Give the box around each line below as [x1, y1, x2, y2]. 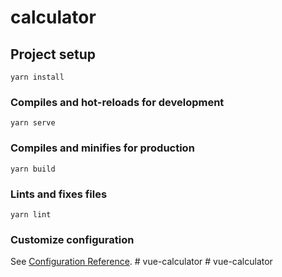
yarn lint [10, 209, 52, 220]
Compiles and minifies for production [10, 141, 195, 155]
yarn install [10, 72, 65, 82]
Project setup [10, 46, 97, 63]
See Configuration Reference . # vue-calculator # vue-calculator [10, 256, 273, 268]
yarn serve [10, 118, 56, 128]
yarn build [10, 164, 56, 174]
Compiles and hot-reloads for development [10, 95, 225, 109]
